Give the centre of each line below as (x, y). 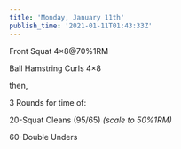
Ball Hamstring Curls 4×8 (55, 68)
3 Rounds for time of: (48, 102)
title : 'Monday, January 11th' (67, 17)
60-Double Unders (43, 137)
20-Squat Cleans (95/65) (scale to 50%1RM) (91, 120)
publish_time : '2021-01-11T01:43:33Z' (81, 26)
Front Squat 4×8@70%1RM (59, 51)
